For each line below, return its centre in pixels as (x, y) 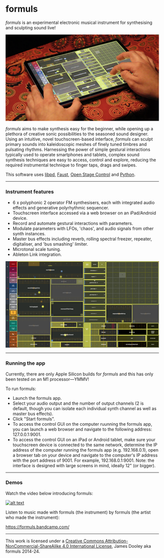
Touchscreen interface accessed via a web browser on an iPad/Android (84, 213)
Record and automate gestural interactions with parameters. (73, 223)
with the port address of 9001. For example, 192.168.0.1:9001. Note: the (83, 460)
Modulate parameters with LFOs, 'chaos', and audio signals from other (83, 228)
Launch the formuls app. (37, 398)
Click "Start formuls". (34, 419)
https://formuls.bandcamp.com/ (37, 527)
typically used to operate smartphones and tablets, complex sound (73, 155)
